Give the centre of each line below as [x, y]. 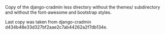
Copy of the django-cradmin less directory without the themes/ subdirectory [83, 7]
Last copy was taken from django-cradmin [48, 22]
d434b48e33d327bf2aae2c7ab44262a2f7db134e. [56, 27]
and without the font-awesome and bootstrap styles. [58, 12]
